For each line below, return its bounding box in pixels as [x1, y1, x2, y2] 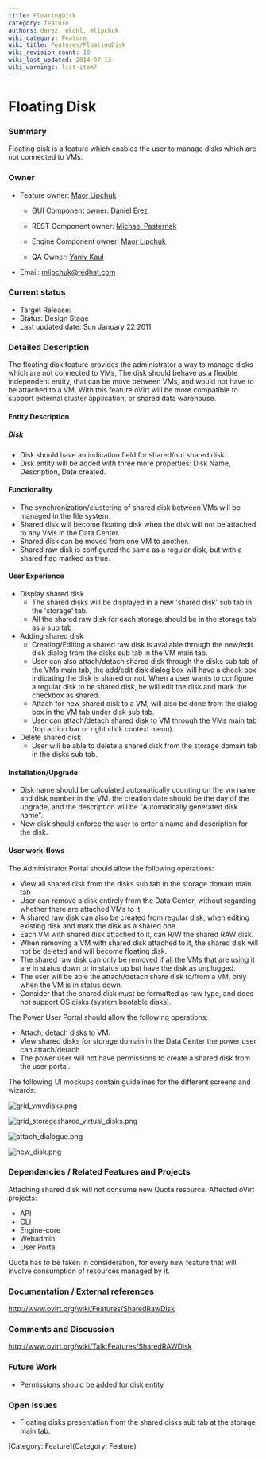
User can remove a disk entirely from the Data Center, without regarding [19, 895, 256, 905]
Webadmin [19, 1233, 56, 1243]
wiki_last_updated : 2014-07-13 [8, 56, 112, 64]
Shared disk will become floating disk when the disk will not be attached [19, 519, 256, 529]
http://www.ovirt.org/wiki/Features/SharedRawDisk [8, 1304, 175, 1314]
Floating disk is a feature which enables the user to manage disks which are [8, 144, 256, 153]
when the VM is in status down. [19, 980, 123, 990]
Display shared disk [19, 589, 85, 599]
